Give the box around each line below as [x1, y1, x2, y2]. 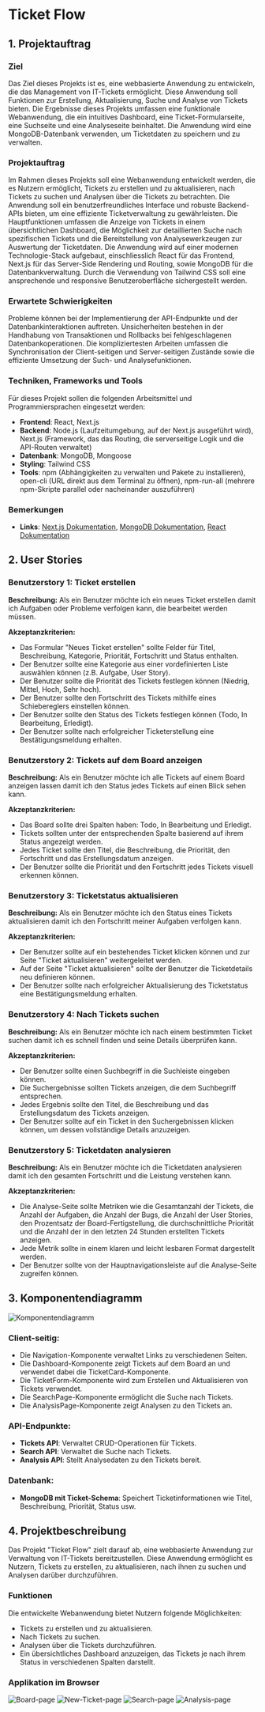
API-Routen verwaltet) [19, 442, 92, 452]
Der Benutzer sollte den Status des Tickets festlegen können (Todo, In [19, 709, 248, 719]
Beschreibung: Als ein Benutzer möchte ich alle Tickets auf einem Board [8, 773, 245, 782]
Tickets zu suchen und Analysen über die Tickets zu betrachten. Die [8, 192, 230, 202]
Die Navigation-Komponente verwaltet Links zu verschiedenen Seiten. [19, 1351, 248, 1360]
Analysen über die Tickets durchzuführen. [19, 1640, 157, 1650]
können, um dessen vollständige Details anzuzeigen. [19, 1124, 191, 1134]
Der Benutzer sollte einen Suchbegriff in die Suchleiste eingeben [19, 1066, 230, 1075]
